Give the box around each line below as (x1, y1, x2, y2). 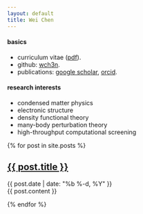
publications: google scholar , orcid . (17, 67, 117, 76)
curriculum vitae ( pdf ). (17, 53, 82, 61)
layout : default (7, 10, 54, 17)
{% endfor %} (7, 200, 47, 208)
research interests (7, 83, 61, 92)
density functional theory (17, 113, 89, 121)
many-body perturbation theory (17, 120, 108, 129)
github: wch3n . (17, 60, 60, 69)
